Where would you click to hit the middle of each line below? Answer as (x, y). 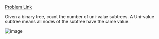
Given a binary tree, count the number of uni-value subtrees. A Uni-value (80, 16)
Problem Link (19, 7)
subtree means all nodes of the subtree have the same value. (67, 22)
